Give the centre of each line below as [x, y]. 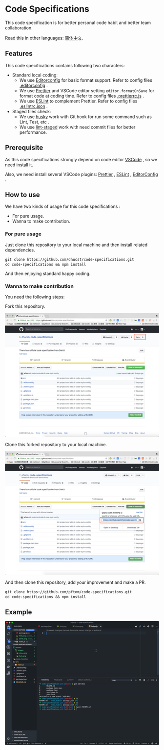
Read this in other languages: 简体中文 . [44, 38]
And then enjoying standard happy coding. [48, 274]
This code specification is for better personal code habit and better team [78, 23]
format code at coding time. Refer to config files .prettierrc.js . [82, 96]
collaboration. [19, 27]
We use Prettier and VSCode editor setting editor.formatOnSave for [87, 90]
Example [19, 612]
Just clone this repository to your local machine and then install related [76, 245]
